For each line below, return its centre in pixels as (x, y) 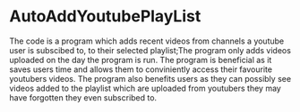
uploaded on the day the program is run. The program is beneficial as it (141, 60)
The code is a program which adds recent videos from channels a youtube (147, 41)
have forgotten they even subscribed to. (83, 97)
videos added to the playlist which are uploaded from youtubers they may (146, 88)
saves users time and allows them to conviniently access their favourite (141, 69)
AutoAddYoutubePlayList (105, 16)
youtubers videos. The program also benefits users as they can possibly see (150, 78)
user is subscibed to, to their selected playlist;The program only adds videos (150, 50)
